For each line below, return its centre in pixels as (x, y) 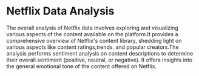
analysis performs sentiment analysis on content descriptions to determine (100, 53)
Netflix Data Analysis (60, 11)
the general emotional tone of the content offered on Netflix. (81, 66)
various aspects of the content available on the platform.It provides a (92, 34)
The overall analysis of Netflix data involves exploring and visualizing (93, 28)
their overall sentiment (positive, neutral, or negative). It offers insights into (99, 60)
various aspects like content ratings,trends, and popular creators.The (93, 47)
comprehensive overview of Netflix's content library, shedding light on (94, 40)
